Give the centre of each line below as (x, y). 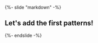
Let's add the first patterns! (49, 23)
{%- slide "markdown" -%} (33, 7)
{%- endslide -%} (23, 35)
